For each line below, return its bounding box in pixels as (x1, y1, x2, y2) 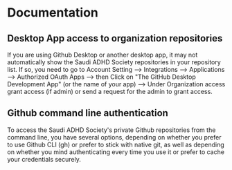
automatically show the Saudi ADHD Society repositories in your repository (7, 58, 221, 66)
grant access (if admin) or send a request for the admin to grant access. (7, 88, 213, 95)
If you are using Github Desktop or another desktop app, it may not (7, 50, 198, 59)
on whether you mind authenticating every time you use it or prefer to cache (7, 147, 225, 156)
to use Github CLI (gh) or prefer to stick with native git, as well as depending (7, 140, 224, 149)
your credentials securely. (7, 155, 82, 163)
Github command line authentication (7, 107, 168, 119)
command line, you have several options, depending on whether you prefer (7, 133, 222, 141)
